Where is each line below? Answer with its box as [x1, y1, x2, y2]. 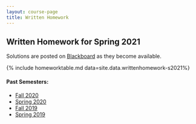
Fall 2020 [15, 91, 39, 99]
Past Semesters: [6, 78, 49, 85]
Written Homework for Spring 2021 [6, 37, 140, 47]
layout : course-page [6, 8, 59, 15]
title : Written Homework [6, 14, 69, 20]
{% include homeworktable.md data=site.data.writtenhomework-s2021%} [6, 64, 191, 72]
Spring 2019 [15, 111, 45, 118]
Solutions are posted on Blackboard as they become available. [6, 52, 162, 60]
